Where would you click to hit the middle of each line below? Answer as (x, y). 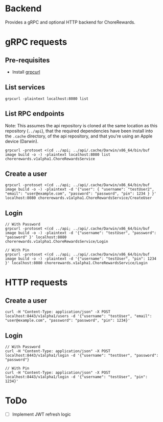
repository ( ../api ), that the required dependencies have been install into (79, 131)
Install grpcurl (26, 72)
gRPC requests (36, 42)
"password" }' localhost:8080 (36, 237)
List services (25, 87)
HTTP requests (36, 282)
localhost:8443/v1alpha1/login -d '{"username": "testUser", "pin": (76, 377)
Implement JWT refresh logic (41, 414)
